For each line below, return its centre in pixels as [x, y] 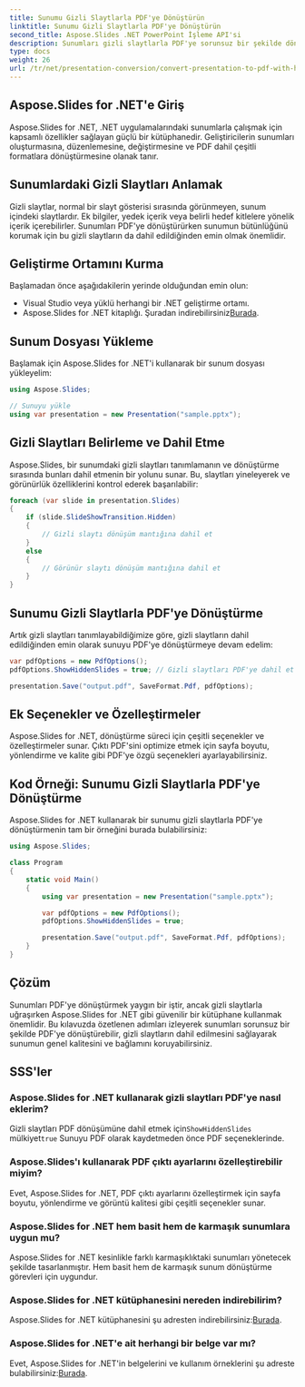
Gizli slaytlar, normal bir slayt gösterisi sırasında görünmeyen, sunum [138, 206]
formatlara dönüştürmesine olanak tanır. [84, 156]
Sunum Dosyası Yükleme [82, 341]
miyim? [26, 1174]
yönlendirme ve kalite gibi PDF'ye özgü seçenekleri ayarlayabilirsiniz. [138, 755]
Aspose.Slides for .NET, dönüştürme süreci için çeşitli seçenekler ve [137, 736]
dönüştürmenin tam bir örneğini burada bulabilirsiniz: [108, 830]
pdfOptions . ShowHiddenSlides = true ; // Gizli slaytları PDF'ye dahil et [152, 669]
